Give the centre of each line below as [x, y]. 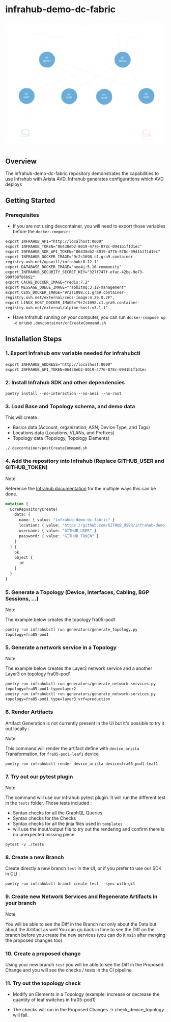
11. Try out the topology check [43, 983]
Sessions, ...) [22, 599]
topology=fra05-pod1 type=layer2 [41, 689]
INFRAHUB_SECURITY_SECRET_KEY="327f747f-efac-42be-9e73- [83, 272]
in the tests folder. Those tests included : [49, 803]
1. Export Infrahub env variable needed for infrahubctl [73, 353]
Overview [21, 161]
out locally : [17, 729]
